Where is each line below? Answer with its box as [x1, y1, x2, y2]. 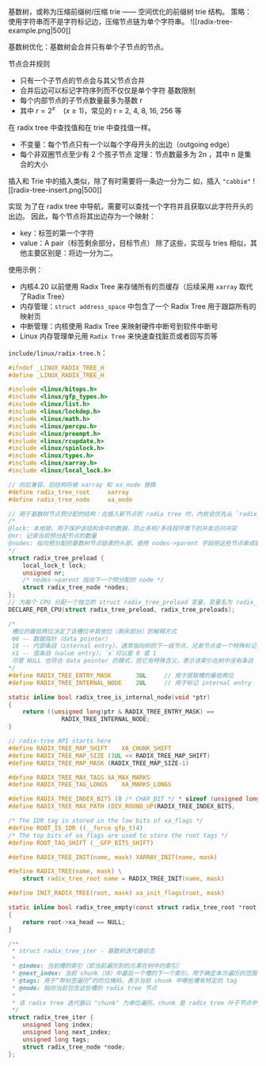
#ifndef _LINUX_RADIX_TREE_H [8, 364, 104, 372]
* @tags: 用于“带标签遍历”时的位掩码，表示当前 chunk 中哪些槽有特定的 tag [11, 976, 237, 984]
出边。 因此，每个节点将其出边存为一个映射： [8, 211, 156, 220]
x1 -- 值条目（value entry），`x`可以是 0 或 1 [11, 649, 157, 658]
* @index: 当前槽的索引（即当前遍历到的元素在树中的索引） [11, 962, 184, 970]
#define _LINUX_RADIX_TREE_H [8, 371, 104, 379]
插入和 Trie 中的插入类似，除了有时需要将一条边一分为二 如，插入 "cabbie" [8, 176, 252, 185]
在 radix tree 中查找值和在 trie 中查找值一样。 [8, 122, 155, 132]
